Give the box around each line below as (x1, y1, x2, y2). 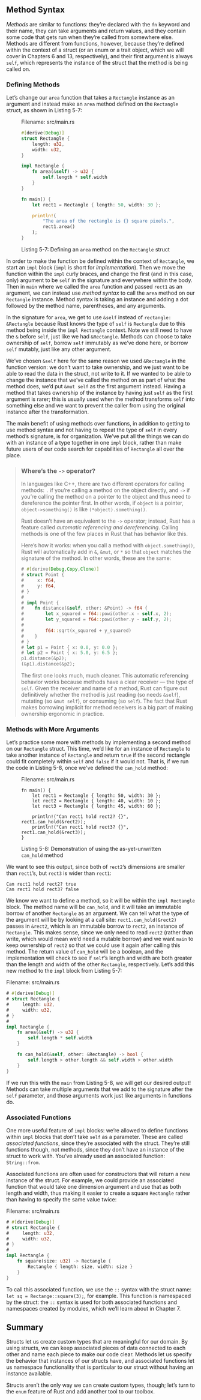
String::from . (6, 1158, 40, 1166)
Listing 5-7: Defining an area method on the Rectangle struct (21, 245, 170, 253)
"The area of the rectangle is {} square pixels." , (43, 218, 175, 224)
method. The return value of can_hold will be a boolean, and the (6, 948, 164, 955)
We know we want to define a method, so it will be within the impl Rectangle (6, 897, 195, 904)
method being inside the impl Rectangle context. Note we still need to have (6, 326, 193, 334)
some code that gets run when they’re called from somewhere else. (6, 33, 173, 41)
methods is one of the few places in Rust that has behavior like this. (20, 530, 188, 538)
